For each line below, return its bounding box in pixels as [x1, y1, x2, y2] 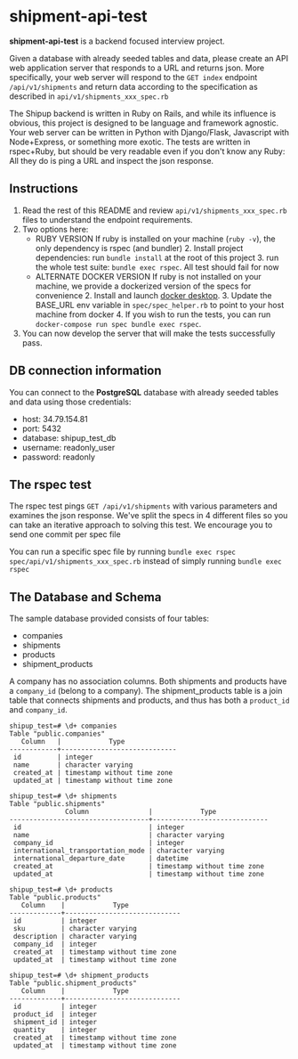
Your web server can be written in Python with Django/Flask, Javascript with [9, 126, 289, 137]
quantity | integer [12, 1026, 98, 1035]
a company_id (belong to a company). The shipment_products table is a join [9, 686, 283, 696]
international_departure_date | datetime [12, 854, 189, 863]
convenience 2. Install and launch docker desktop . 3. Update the [35, 289, 273, 300]
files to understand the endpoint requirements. [21, 214, 193, 224]
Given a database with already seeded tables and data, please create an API [9, 53, 289, 63]
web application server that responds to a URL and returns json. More [9, 62, 265, 73]
